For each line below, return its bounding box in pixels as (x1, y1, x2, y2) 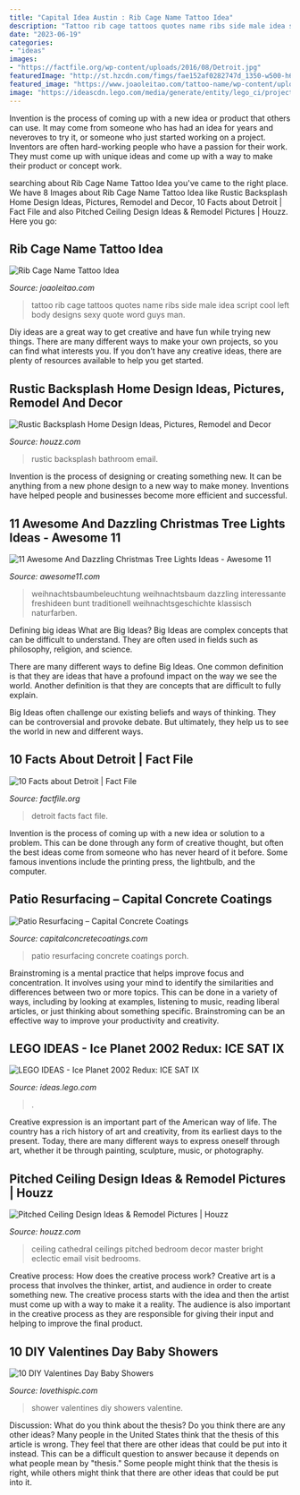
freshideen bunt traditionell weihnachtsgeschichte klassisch (30, 597, 252, 609)
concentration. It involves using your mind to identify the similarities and (9, 977, 274, 987)
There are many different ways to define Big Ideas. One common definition (9, 661, 284, 671)
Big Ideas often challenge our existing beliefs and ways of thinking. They (9, 706, 277, 717)
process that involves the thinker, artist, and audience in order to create (9, 1280, 272, 1291)
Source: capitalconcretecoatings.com (9, 933, 148, 944)
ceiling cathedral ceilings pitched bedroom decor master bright (30, 1243, 263, 1254)
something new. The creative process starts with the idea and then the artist (9, 1290, 289, 1301)
